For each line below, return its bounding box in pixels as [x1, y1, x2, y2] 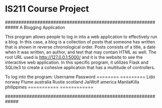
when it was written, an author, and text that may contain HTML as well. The [5, 49, 157, 55]
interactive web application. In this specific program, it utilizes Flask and [5, 59, 149, 65]
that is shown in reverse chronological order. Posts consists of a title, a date [5, 44, 156, 50]
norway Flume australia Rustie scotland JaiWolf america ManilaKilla [5, 79, 139, 85]
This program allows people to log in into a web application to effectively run [5, 34, 158, 40]
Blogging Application [23, 24, 65, 30]
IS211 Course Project [5, 3, 89, 14]
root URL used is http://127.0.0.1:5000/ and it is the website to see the [5, 54, 143, 60]
